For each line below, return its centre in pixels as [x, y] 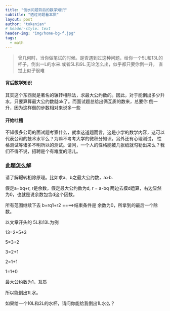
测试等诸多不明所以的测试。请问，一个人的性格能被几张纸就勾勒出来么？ [85, 145]
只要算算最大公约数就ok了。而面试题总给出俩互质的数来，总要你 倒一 [86, 101]
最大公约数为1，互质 [26, 282]
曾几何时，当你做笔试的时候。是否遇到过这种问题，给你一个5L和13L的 [90, 58]
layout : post [19, 19]
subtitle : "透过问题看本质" [32, 15]
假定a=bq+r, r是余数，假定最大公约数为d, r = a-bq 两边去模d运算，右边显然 [83, 188]
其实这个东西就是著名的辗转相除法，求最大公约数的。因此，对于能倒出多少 [83, 95]
